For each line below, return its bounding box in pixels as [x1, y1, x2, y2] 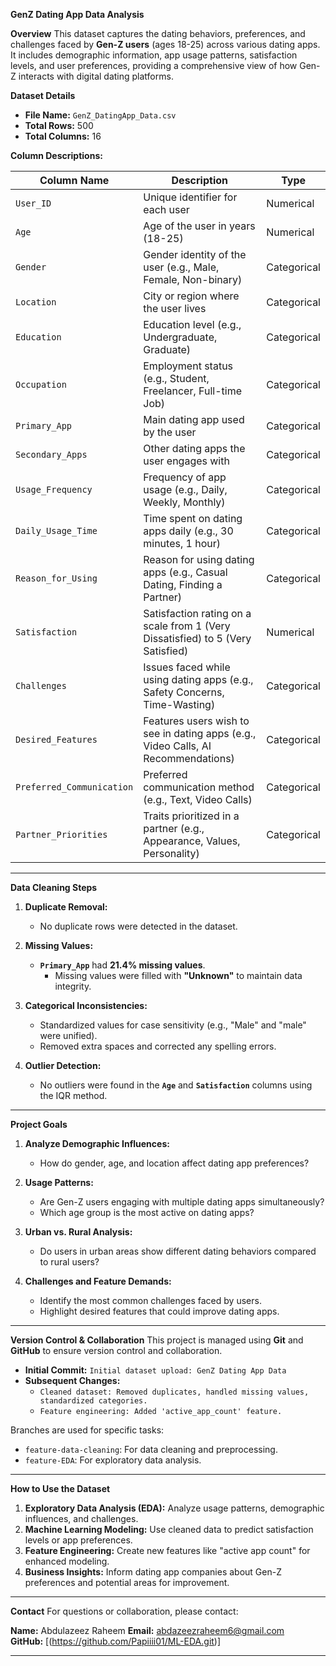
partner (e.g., [143, 822, 205, 835]
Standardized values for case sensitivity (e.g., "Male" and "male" [39, 1019, 307, 1031]
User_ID [15, 198, 52, 209]
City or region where [143, 289, 240, 303]
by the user [143, 425, 197, 439]
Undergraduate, [143, 330, 218, 344]
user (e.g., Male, [143, 260, 220, 274]
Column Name [39, 174, 110, 187]
